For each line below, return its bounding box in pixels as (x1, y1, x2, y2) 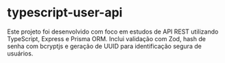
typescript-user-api (7, 5, 123, 21)
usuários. (7, 49, 34, 58)
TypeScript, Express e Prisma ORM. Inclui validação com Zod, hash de (7, 34, 206, 42)
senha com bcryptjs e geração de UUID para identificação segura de (7, 42, 202, 50)
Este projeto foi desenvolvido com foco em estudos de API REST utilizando (7, 27, 219, 36)
